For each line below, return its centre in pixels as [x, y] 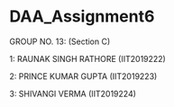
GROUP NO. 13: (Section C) [60, 41]
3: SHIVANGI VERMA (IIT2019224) [73, 94]
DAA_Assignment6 [82, 17]
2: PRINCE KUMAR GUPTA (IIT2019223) [83, 76]
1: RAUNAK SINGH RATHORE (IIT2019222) [88, 58]
